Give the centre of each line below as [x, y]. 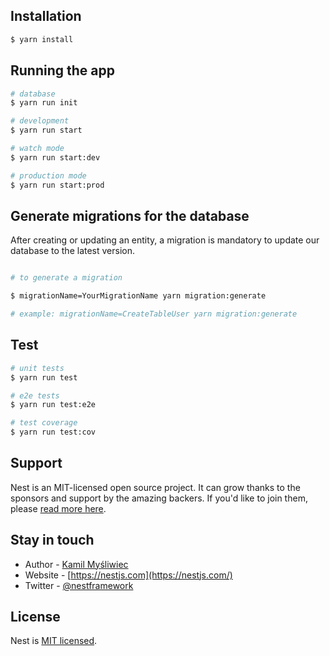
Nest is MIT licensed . [54, 641]
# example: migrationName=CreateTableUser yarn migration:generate [154, 314]
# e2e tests [35, 395]
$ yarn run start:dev [55, 157]
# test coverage [44, 423]
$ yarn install [42, 39]
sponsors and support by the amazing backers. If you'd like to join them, [159, 498]
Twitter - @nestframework [79, 585]
